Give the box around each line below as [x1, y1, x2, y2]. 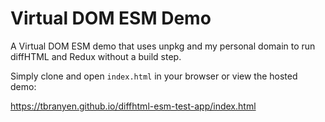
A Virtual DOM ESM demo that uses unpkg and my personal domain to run [10, 40, 316, 52]
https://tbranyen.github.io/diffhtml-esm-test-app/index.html [10, 100, 257, 112]
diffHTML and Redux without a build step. [10, 50, 182, 62]
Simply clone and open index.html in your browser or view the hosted [10, 70, 298, 82]
